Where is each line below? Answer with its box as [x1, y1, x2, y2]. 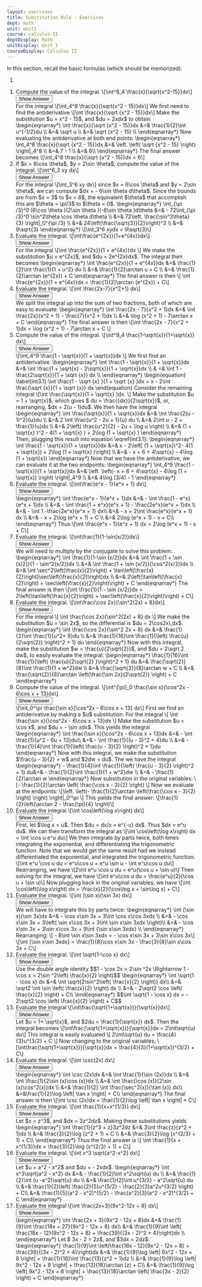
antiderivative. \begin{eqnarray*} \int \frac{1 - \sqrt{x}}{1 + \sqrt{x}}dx [15, 358, 190, 366]
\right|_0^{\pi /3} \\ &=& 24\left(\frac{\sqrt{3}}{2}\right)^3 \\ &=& [25, 219, 183, 226]
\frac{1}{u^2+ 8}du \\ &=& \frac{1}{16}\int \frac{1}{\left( [32, 632, 168, 640]
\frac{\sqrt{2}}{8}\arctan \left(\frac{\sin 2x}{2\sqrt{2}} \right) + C [15, 670, 177, 678]
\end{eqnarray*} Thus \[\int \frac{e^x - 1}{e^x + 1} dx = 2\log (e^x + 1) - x [15, 520, 197, 527]
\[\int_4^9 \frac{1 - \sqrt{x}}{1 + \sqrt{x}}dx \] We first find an [15, 352, 166, 359]
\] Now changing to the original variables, [54, 1037, 156, 1044]
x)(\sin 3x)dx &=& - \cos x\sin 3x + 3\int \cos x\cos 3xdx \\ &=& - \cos [15, 912, 188, 920]
